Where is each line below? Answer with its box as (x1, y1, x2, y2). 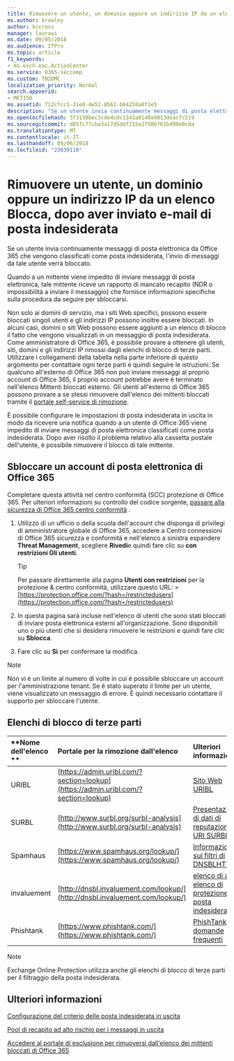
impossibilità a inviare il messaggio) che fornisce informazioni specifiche (7, 287, 216, 295)
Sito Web (192, 775, 223, 785)
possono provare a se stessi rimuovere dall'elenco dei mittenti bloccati (7, 390, 210, 398)
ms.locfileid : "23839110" (7, 147, 82, 154)
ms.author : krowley (7, 17, 64, 24)
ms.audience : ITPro (7, 43, 64, 50)
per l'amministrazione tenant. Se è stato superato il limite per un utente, (7, 682, 212, 690)
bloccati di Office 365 (7, 1046, 70, 1055)
